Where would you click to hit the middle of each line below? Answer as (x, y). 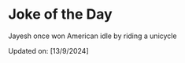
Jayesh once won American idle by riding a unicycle (92, 36)
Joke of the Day (60, 14)
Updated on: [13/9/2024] (48, 51)
